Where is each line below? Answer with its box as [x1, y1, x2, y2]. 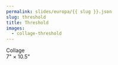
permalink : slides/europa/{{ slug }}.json [6, 8, 112, 15]
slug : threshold [6, 14, 46, 20]
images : [6, 25, 25, 31]
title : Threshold [6, 19, 49, 25]
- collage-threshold [11, 31, 62, 37]
